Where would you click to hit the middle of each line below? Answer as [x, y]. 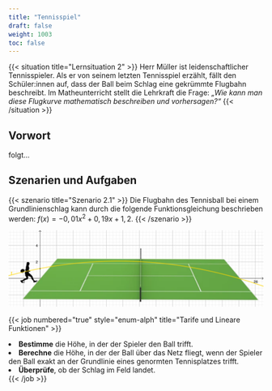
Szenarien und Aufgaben [73, 180]
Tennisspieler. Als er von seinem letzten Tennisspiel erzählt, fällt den [123, 75]
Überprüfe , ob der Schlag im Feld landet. [87, 370]
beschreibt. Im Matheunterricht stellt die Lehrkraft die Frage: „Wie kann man [136, 92]
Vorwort [30, 135]
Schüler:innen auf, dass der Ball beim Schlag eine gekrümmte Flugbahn [127, 84]
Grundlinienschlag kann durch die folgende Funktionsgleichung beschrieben [136, 208]
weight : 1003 [30, 34]
